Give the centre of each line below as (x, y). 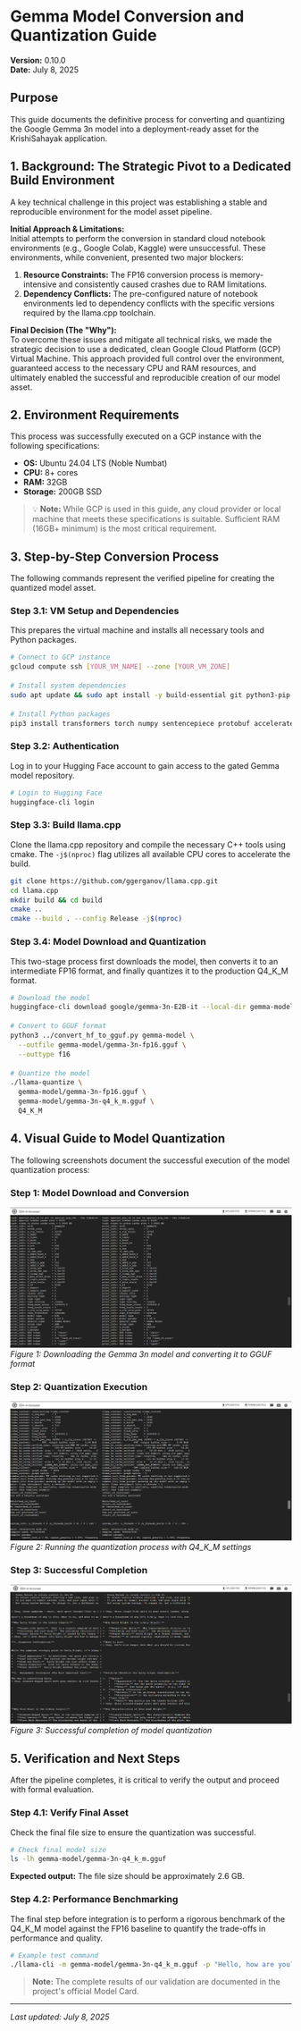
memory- (247, 274)
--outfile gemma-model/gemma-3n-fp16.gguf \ (102, 1045)
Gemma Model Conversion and (127, 17)
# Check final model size (58, 1850)
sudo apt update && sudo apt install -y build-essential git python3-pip (150, 695)
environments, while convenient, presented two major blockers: (127, 257)
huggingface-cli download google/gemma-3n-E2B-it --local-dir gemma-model (152, 1007)
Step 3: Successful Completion (79, 1570)
